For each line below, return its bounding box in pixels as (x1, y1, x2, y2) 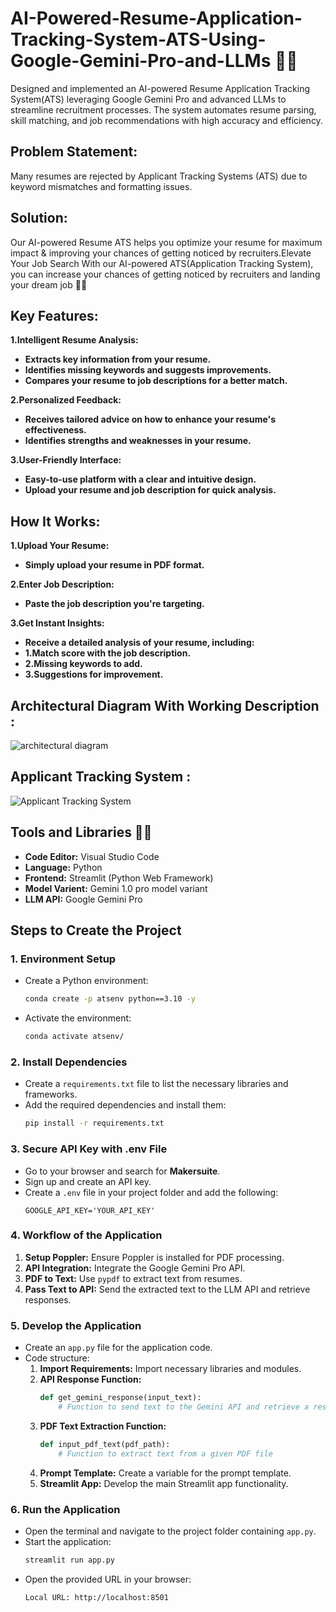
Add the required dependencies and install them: (24, 1099, 227, 1111)
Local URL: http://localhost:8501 (24, 1592, 169, 1602)
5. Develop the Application (10, 1318, 142, 1332)
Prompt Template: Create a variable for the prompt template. (39, 1467, 292, 1479)
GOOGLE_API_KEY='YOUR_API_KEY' (24, 1205, 156, 1216)
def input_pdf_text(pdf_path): (39, 1439, 171, 1449)
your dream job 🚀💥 (10, 278, 88, 291)
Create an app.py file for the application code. (24, 1342, 213, 1354)
